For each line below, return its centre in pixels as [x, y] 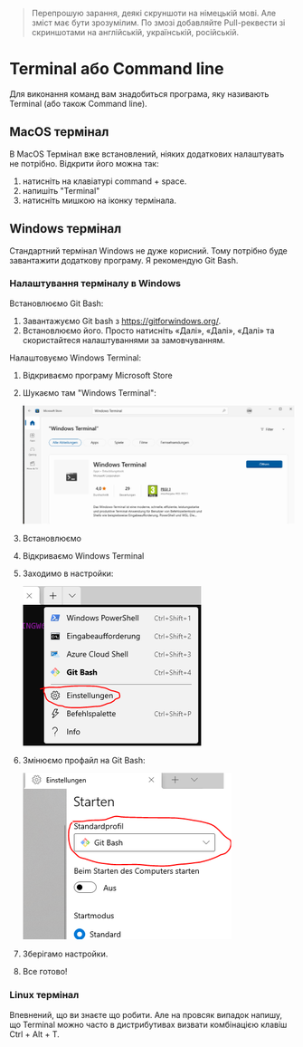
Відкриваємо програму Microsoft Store [98, 375]
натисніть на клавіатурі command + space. [104, 181]
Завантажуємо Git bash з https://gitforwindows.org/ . [122, 321]
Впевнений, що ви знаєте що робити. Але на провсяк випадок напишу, [146, 1014]
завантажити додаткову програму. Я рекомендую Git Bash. [124, 260]
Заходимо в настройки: [68, 573]
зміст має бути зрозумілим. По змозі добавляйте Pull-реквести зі [158, 23]
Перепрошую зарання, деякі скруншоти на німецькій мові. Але [154, 13]
